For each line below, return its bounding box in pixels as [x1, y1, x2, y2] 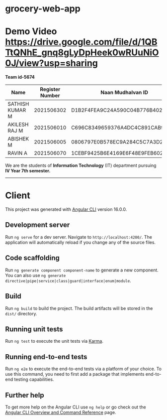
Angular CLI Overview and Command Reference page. [5, 409, 116, 415]
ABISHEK [7, 136, 29, 142]
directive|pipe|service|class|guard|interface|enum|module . [5, 278, 131, 283]
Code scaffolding [5, 254, 60, 262]
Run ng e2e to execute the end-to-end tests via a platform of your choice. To [5, 366, 162, 372]
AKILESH [7, 121, 29, 128]
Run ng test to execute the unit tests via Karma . [5, 338, 103, 344]
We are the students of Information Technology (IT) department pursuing [5, 162, 157, 168]
